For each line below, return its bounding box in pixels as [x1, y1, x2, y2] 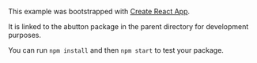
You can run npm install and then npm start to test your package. [8, 46, 224, 54]
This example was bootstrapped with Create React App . [8, 7, 191, 16]
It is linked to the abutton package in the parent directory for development [8, 22, 249, 31]
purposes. [8, 31, 42, 39]
